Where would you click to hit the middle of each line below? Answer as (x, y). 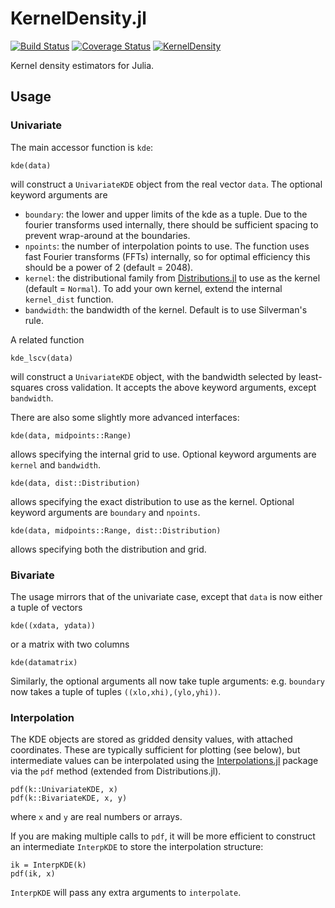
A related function (47, 339)
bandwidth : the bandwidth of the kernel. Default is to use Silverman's (166, 309)
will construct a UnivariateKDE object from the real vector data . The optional (166, 184)
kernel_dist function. (69, 299)
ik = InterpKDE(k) (48, 865)
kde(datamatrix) (44, 662)
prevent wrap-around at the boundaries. (107, 235)
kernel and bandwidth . (56, 464)
